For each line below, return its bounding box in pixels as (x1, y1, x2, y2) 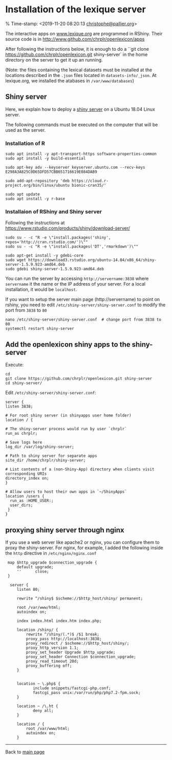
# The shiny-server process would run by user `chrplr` (5, 427, 127, 432)
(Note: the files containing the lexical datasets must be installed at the (5, 67, 153, 73)
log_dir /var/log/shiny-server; (5, 445, 74, 450)
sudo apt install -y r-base (5, 196, 66, 202)
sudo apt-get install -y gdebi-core (5, 253, 83, 258)
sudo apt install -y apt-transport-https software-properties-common (5, 151, 157, 157)
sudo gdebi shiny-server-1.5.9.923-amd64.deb (5, 267, 104, 272)
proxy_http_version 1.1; (26, 645, 79, 650)
